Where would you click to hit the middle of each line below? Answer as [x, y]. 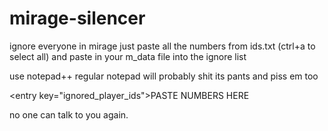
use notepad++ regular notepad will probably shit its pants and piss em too [164, 76]
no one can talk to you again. [69, 114]
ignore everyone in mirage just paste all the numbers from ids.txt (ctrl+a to [162, 46]
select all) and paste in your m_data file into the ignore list [128, 56]
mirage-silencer [77, 18]
